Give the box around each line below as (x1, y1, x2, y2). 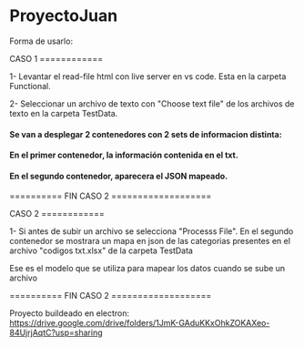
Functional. (9, 80, 52, 91)
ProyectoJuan (9, 5, 118, 26)
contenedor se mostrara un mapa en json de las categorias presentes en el (9, 236, 291, 247)
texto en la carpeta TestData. (9, 107, 118, 118)
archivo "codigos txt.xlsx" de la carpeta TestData (9, 245, 194, 256)
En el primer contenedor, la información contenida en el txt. (9, 149, 238, 160)
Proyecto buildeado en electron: (9, 308, 130, 319)
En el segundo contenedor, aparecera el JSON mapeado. (9, 170, 228, 181)
